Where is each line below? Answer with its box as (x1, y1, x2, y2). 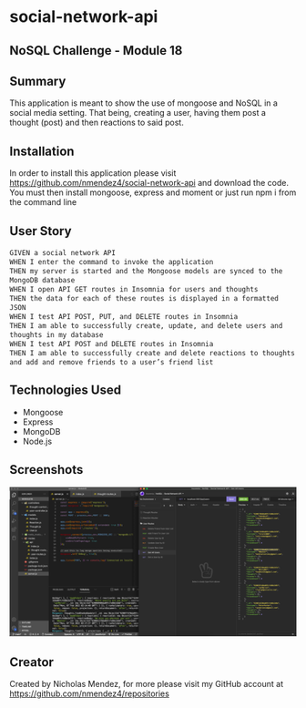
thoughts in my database (9, 331, 104, 340)
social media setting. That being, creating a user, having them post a (9, 108, 267, 118)
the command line (9, 197, 77, 208)
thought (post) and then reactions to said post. (9, 117, 184, 128)
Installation (9, 143, 75, 159)
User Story (9, 223, 72, 239)
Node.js (22, 436, 53, 446)
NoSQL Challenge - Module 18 (9, 43, 183, 58)
